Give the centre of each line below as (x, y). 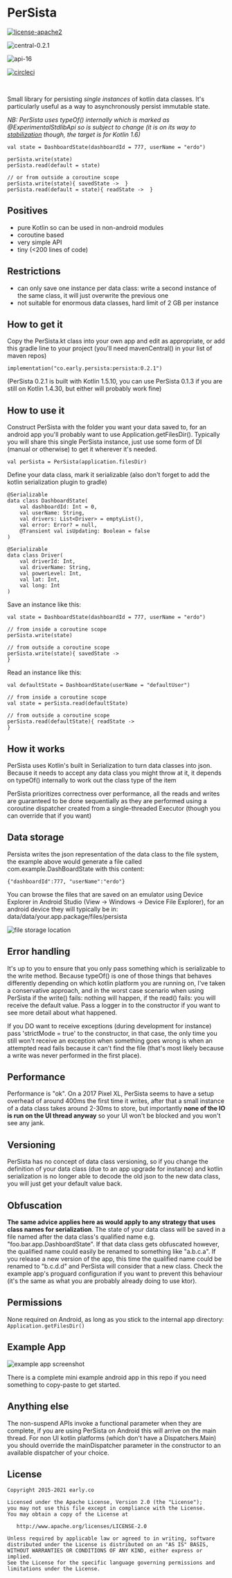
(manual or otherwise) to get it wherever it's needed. (82, 449)
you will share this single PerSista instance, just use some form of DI (105, 442)
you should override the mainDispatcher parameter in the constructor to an (114, 1445)
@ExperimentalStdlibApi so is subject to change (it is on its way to (101, 127)
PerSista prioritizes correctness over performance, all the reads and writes (114, 794)
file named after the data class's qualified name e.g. (81, 1237)
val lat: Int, (40, 580)
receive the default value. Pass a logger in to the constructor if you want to (114, 1005)
